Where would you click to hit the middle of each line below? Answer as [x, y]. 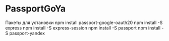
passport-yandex [27, 33]
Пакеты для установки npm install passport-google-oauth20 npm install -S [84, 22]
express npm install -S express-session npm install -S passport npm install [83, 27]
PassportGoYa [36, 9]
